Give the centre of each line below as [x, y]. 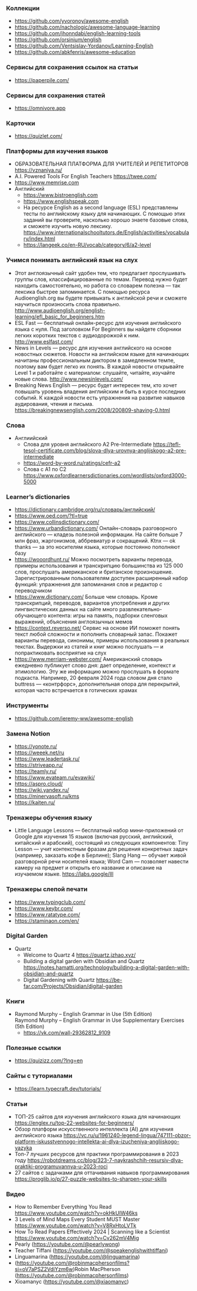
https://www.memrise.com [47, 182]
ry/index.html [39, 239]
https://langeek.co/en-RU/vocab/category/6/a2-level [87, 245]
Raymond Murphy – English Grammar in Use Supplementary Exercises [99, 1020]
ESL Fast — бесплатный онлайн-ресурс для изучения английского [98, 323]
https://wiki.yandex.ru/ [42, 789]
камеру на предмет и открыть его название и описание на [88, 868]
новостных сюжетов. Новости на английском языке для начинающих [102, 354]
